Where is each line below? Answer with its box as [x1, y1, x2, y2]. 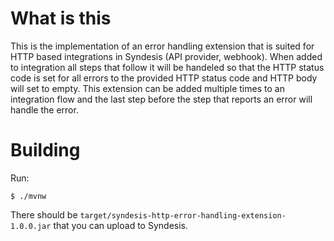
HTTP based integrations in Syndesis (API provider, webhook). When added [10, 50, 323, 62]
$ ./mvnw [10, 191, 47, 201]
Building [10, 139, 81, 162]
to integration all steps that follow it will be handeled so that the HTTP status [10, 61, 325, 73]
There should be [10, 208, 78, 221]
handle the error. [10, 103, 79, 116]
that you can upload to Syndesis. [53, 219, 189, 231]
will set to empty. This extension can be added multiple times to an [10, 82, 285, 94]
